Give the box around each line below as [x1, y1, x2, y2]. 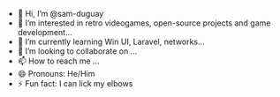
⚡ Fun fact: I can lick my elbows [17, 78, 133, 88]
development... [17, 27, 72, 37]
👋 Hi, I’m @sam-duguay [17, 9, 104, 19]
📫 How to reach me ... [17, 56, 100, 66]
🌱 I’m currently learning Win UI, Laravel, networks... [17, 36, 205, 47]
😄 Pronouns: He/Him [17, 69, 95, 78]
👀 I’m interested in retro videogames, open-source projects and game [17, 18, 271, 28]
